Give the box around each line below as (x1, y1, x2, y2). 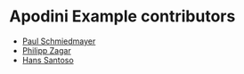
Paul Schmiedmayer (21, 36, 96, 46)
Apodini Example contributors (9, 6, 236, 27)
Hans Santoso (21, 54, 74, 65)
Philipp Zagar (21, 45, 71, 55)
